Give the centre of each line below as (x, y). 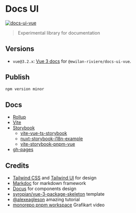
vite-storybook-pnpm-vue (48, 144)
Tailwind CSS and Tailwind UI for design (55, 178)
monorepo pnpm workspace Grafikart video (59, 205)
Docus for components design (44, 189)
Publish (18, 77)
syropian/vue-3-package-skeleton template (59, 194)
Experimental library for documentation (59, 33)
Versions (20, 49)
